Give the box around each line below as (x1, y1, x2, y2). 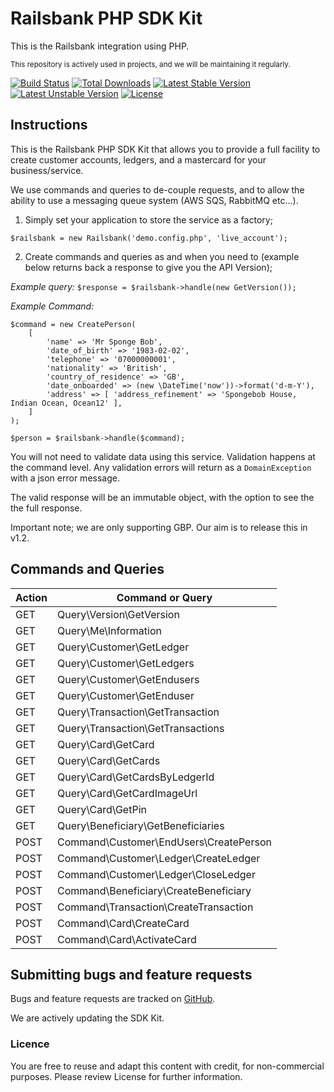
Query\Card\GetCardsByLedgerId (56, 770, 215, 784)
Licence (10, 1037, 50, 1051)
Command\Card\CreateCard (56, 916, 190, 930)
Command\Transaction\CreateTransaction (56, 900, 254, 914)
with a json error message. (10, 472, 120, 484)
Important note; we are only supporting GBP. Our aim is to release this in (10, 521, 308, 533)
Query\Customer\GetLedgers (56, 656, 195, 670)
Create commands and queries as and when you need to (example (24, 250, 300, 262)
